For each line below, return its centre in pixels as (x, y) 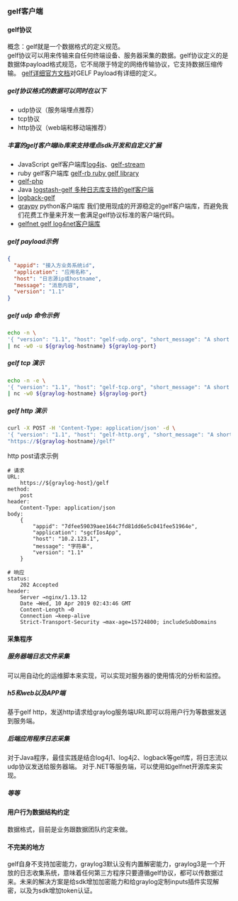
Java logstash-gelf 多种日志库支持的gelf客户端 (86, 190)
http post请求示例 (33, 456)
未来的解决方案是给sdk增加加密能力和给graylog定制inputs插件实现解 (119, 882)
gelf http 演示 (27, 410)
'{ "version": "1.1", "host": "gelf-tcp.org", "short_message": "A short (119, 387)
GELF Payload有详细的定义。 (118, 73)
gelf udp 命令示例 (33, 315)
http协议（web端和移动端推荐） (64, 128)
